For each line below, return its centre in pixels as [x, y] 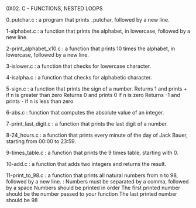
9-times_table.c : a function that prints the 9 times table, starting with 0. [92, 152]
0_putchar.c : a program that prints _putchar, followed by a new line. [88, 20]
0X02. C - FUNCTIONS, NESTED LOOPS [54, 8]
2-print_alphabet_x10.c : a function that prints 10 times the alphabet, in [91, 48]
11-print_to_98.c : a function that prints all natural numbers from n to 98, [92, 175]
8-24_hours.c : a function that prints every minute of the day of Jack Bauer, [97, 135]
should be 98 [22, 200]
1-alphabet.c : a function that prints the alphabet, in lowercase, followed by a [98, 31]
